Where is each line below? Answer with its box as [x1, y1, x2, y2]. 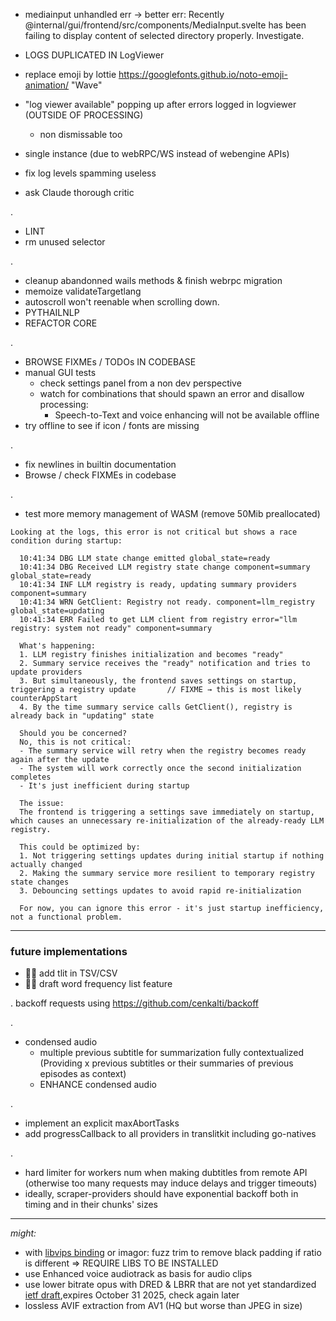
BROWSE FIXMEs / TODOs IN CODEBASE [24, 356, 197, 368]
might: [10, 1227, 37, 1239]
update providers [10, 667, 83, 677]
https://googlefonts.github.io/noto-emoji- [118, 69, 288, 80]
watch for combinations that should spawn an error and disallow [39, 388, 305, 399]
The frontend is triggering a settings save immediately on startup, [19, 807, 315, 817]
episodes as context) [39, 1068, 127, 1080]
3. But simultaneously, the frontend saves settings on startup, [19, 676, 298, 686]
